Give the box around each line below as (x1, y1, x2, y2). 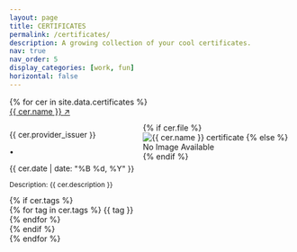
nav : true (9, 47, 47, 56)
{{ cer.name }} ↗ (9, 105, 70, 117)
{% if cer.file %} (142, 122, 202, 133)
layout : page (9, 13, 58, 22)
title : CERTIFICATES (9, 22, 87, 31)
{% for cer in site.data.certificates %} (9, 96, 148, 107)
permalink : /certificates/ (9, 30, 111, 39)
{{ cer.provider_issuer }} (9, 130, 96, 140)
